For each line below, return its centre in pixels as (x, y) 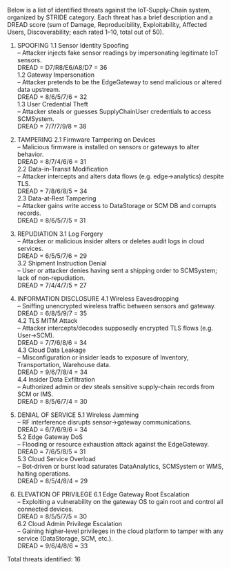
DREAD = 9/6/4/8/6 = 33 (52, 546)
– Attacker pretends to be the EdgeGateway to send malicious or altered (119, 82)
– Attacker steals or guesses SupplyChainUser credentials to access (114, 111)
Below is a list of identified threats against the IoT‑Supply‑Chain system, (109, 10)
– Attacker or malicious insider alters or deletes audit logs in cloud (111, 241)
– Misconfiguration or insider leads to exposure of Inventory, (103, 357)
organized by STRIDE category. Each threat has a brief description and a (110, 17)
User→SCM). (36, 335)
